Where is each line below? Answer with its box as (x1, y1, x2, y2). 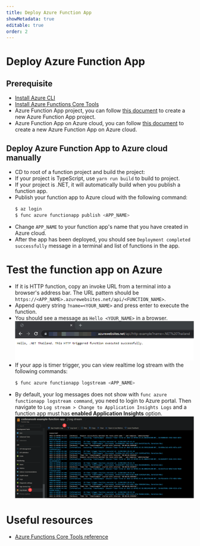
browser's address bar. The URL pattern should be (14, 289, 139, 296)
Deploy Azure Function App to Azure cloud (6, 143, 168, 153)
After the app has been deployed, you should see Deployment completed (14, 235, 190, 243)
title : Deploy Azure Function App (6, 10, 92, 15)
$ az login (14, 206, 42, 212)
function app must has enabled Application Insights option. (14, 410, 162, 417)
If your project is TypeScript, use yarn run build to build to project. (14, 175, 180, 182)
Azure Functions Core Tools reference (14, 533, 108, 540)
